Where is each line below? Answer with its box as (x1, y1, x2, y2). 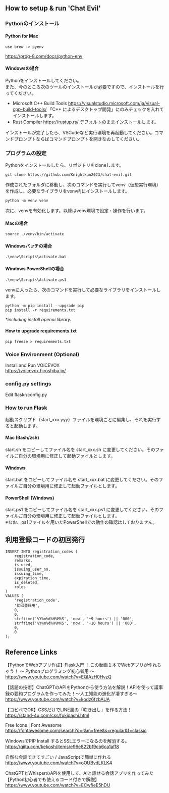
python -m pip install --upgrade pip (5, 303, 85, 308)
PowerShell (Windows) (5, 494, 54, 501)
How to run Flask (5, 404, 47, 411)
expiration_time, (14, 576, 51, 581)
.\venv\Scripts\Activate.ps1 (5, 277, 67, 282)
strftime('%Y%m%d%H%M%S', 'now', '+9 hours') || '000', (14, 616, 135, 622)
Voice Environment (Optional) (5, 351, 80, 358)
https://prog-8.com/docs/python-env (5, 53, 83, 59)
